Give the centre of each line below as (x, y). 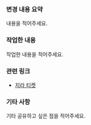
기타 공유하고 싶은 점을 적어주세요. (46, 116)
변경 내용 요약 (25, 9)
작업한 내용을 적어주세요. (35, 54)
